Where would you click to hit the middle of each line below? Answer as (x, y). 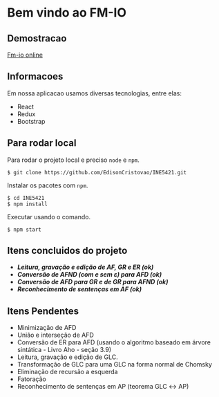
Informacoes (35, 76)
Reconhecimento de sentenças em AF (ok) (79, 289)
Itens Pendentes (43, 311)
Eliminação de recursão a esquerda (67, 372)
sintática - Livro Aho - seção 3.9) (64, 350)
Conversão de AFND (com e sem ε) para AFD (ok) (89, 275)
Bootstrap (31, 121)
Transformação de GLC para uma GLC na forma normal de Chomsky (115, 364)
